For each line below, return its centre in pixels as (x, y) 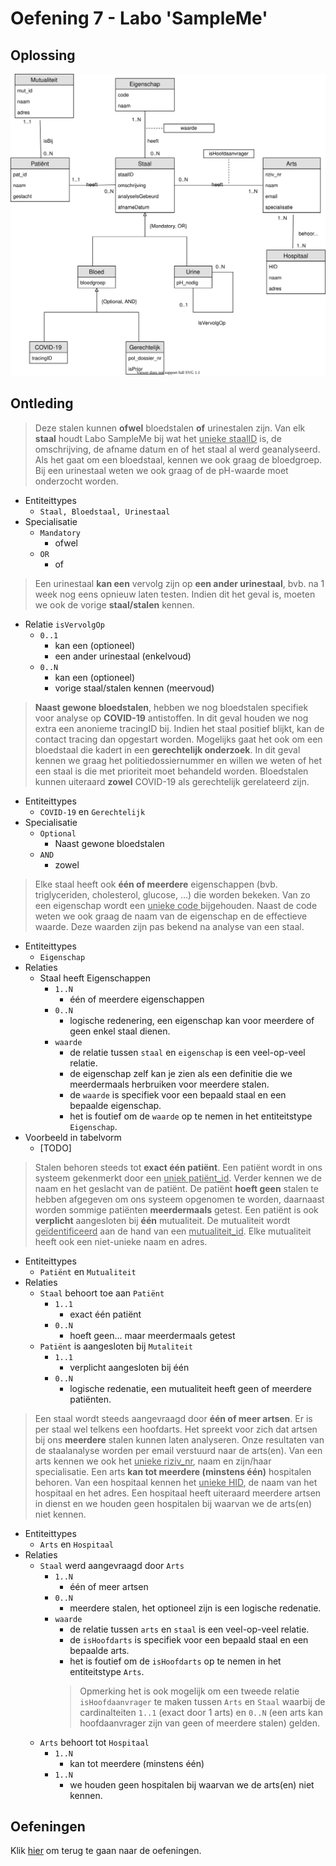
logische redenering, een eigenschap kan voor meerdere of (192, 1020)
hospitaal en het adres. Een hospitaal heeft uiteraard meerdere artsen (178, 1493)
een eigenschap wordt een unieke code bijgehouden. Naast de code (176, 905)
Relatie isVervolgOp (64, 624)
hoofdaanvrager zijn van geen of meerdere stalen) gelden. (200, 1723)
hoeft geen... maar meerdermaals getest (152, 1335)
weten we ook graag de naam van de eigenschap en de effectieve (171, 916)
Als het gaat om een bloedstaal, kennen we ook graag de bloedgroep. (178, 459)
